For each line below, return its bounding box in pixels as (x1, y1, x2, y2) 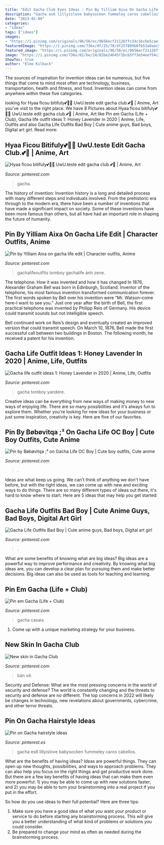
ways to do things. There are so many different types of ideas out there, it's (5, 487, 157, 493)
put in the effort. (5, 789, 38, 795)
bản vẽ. (17, 672, 33, 678)
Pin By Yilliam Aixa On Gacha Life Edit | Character (5, 230, 158, 239)
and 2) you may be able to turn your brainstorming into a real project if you (5, 784, 155, 790)
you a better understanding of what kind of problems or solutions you (12, 818, 152, 825)
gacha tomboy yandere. (17, 389, 65, 395)
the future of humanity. (5, 216, 51, 222)
